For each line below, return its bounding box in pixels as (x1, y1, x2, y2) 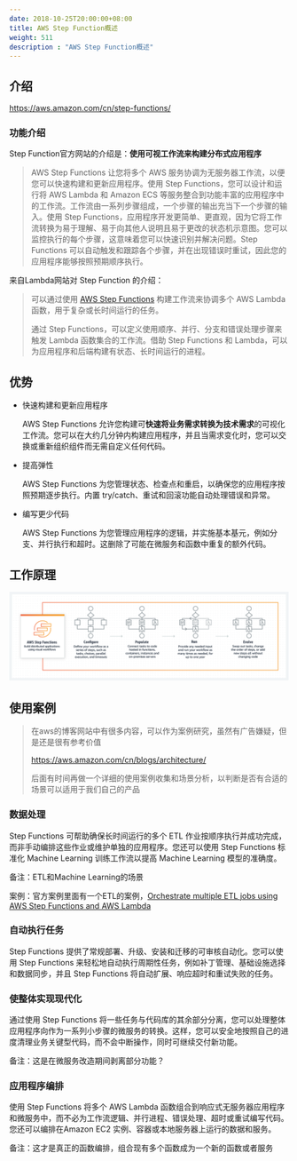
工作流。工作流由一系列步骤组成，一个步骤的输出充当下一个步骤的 (38, 201, 280, 211)
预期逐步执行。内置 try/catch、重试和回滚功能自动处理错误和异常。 (29, 489, 275, 501)
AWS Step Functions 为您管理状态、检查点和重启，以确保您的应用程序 (21, 479, 277, 489)
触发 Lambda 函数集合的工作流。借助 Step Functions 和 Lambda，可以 (30, 335, 288, 346)
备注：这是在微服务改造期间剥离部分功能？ (9, 1055, 165, 1066)
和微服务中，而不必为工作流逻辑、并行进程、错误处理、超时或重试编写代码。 (9, 1113, 289, 1124)
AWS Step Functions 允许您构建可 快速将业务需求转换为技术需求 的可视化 (21, 418, 285, 430)
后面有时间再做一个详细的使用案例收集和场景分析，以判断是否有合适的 (30, 773, 288, 783)
